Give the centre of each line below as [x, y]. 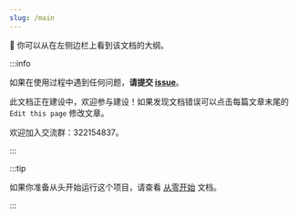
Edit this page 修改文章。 [59, 113]
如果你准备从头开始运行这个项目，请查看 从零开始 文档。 [115, 187]
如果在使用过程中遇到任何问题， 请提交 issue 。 [97, 82]
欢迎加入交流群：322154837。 [67, 132]
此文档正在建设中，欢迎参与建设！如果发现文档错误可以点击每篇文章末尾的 [149, 101]
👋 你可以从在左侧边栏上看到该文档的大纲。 [89, 45]
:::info [20, 63]
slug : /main [32, 18]
